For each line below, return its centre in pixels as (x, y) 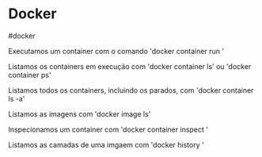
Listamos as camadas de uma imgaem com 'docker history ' (106, 144)
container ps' (30, 75)
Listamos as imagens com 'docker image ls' (80, 114)
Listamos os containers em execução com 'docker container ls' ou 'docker (130, 66)
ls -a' (17, 98)
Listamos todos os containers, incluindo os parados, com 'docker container (131, 90)
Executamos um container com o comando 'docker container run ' (116, 51)
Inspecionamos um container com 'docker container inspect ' (108, 129)
